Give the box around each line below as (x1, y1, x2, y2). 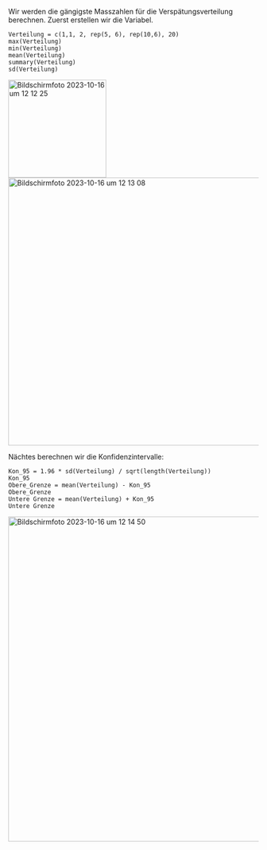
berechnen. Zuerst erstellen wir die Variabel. (8, 15, 153, 25)
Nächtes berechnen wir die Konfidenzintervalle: (8, 452, 164, 461)
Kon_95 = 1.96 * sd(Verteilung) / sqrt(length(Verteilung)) (8, 468, 212, 475)
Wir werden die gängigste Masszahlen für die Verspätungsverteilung (8, 7, 233, 16)
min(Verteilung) (8, 45, 62, 52)
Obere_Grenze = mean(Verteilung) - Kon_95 (8, 481, 151, 489)
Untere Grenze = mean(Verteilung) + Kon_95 (8, 495, 155, 503)
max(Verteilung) (8, 37, 62, 45)
